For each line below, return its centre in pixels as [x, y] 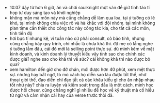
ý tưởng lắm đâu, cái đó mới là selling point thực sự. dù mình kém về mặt [82, 49]
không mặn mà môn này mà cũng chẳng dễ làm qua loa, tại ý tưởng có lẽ [82, 18]
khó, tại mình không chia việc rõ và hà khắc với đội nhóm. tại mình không [82, 23]
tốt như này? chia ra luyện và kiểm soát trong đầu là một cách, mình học [81, 85]
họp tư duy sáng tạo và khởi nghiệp [45, 13]
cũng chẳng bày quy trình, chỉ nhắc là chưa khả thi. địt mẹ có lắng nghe [81, 43]
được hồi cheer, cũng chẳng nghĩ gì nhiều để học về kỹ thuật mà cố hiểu [82, 90]
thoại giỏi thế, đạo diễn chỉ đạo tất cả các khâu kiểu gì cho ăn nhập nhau [82, 80]
